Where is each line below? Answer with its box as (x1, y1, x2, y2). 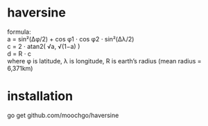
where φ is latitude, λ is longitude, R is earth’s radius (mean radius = (7, 56, 202, 65)
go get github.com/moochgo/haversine (7, 111, 119, 119)
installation (7, 88, 73, 104)
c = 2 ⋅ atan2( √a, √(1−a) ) (7, 42, 80, 50)
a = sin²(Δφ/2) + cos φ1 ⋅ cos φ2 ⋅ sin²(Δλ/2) (7, 34, 135, 43)
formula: (7, 28, 31, 36)
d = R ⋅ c (7, 50, 32, 58)
